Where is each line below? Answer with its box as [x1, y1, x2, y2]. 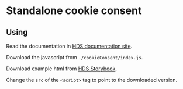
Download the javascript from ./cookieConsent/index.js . [6, 54, 143, 60]
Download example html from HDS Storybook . [6, 65, 117, 72]
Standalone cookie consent [6, 4, 142, 17]
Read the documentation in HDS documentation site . [6, 42, 133, 49]
